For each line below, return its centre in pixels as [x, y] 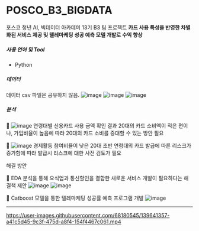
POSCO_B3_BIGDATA [59, 10]
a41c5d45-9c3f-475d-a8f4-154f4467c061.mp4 [64, 222]
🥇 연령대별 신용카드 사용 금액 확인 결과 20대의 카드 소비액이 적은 [92, 125]
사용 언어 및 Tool [25, 49]
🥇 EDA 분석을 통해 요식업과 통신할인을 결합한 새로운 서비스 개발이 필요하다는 [94, 178]
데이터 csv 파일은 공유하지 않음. [43, 95]
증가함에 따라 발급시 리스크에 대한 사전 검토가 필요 [64, 153]
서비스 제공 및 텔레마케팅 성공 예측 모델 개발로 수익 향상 [80, 35]
